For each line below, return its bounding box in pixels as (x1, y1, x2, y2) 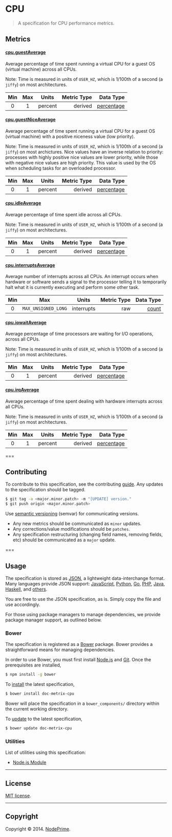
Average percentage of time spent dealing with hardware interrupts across (5, 398, 163, 404)
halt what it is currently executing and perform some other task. (5, 284, 140, 290)
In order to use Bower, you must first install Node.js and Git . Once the (5, 657, 152, 663)
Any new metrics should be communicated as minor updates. (12, 520, 142, 527)
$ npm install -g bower (5, 672, 56, 677)
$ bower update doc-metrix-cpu (5, 725, 72, 730)
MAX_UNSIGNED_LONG (22, 306, 68, 311)
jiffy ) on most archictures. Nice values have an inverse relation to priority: (5, 149, 164, 155)
